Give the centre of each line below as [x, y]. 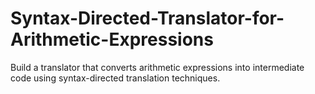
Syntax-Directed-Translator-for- [147, 18]
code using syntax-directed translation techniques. [115, 78]
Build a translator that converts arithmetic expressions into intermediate [157, 67]
